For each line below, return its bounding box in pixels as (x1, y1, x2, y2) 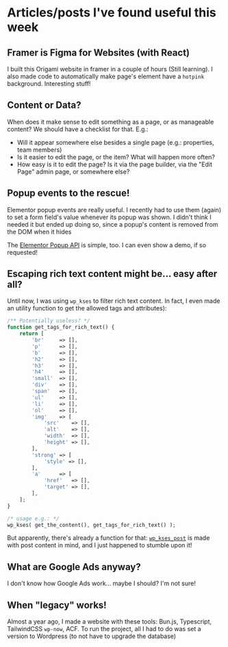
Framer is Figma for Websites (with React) (7, 47, 190, 58)
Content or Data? (7, 100, 81, 111)
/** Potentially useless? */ (7, 317, 90, 324)
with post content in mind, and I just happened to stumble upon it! (7, 541, 192, 549)
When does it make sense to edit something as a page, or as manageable (7, 117, 214, 126)
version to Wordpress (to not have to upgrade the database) (7, 632, 177, 640)
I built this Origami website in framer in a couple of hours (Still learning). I (7, 65, 214, 73)
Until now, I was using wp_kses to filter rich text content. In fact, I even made (7, 297, 220, 305)
